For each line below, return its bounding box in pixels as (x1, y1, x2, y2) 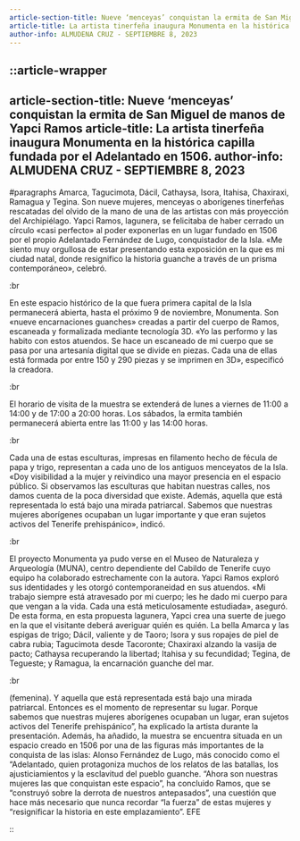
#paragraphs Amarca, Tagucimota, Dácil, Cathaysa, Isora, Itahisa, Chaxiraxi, (9, 187, 289, 198)
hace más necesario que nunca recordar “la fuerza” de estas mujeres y (9, 796, 271, 807)
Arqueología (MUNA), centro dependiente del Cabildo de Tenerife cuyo (9, 562, 271, 573)
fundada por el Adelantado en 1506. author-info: (9, 149, 284, 164)
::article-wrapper (9, 63, 107, 78)
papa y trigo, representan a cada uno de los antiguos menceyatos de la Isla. (9, 461, 288, 472)
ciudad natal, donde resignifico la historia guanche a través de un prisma (9, 253, 278, 264)
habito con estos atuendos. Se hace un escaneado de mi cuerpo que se (9, 335, 274, 346)
